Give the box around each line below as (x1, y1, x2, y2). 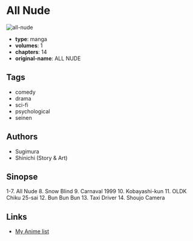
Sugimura (15, 148, 39, 155)
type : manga (15, 35, 47, 42)
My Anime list (15, 228, 50, 235)
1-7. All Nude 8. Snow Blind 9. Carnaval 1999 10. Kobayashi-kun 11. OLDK (6, 188, 187, 195)
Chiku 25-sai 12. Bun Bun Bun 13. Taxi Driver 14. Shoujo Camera (6, 194, 165, 202)
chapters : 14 (15, 48, 47, 55)
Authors (6, 131, 38, 142)
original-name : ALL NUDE (15, 54, 81, 62)
